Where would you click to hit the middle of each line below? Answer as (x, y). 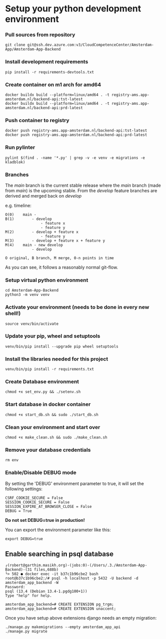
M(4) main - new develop (34, 245)
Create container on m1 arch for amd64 (53, 84)
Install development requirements (47, 62)
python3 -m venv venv (28, 295)
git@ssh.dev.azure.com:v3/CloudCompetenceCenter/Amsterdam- (90, 45)
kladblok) (15, 162)
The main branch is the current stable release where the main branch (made (83, 185)
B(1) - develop (28, 219)
